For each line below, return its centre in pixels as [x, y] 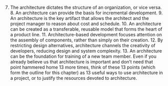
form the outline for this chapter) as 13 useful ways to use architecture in [87, 73]
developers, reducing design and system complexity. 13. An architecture [86, 51]
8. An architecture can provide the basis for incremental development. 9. [86, 13]
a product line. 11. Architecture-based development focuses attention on [86, 35]
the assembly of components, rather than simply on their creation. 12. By [87, 40]
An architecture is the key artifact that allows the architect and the [79, 18]
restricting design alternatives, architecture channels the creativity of [83, 45]
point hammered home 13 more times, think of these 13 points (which [83, 67]
